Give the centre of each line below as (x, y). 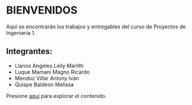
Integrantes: (29, 52)
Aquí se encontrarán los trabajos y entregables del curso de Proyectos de (96, 27)
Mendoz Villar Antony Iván (47, 78)
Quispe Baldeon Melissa (44, 84)
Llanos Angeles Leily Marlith (49, 65)
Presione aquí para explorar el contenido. (56, 96)
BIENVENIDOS (42, 10)
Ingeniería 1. (21, 32)
